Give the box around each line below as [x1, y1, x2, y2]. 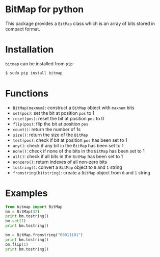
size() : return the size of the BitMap [12, 132, 88, 138]
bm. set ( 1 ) [5, 218, 26, 224]
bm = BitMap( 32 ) [5, 209, 40, 214]
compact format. [5, 25, 41, 32]
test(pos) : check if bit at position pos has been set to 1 [12, 137, 127, 143]
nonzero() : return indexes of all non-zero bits [12, 159, 108, 165]
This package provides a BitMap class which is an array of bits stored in [5, 20, 155, 27]
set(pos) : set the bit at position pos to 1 [12, 110, 95, 116]
